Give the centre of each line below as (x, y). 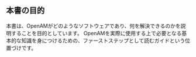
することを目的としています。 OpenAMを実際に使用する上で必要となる (96, 33)
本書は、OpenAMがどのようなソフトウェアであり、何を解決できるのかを (94, 26)
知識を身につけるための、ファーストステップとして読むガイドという (103, 41)
